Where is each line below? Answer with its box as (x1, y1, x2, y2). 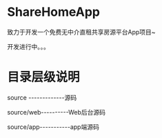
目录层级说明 (7, 70, 81, 85)
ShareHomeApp (7, 4, 101, 20)
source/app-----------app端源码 (7, 122, 100, 131)
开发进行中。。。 (7, 42, 50, 50)
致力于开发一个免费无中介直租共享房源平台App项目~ (7, 28, 156, 36)
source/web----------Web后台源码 (7, 108, 105, 116)
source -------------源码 (7, 93, 77, 101)
